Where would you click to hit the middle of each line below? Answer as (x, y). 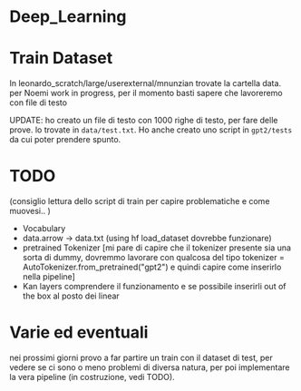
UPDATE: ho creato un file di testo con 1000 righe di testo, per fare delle (144, 121)
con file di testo (39, 103)
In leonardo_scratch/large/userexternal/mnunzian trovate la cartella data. (146, 83)
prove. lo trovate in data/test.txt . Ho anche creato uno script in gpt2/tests (151, 130)
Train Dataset (61, 59)
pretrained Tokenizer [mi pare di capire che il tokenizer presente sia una (157, 248)
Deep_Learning (68, 17)
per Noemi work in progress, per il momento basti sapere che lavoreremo (146, 93)
